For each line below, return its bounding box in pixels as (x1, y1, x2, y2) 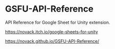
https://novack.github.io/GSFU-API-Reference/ (5, 38, 99, 44)
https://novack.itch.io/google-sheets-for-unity (5, 29, 98, 34)
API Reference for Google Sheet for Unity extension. (5, 19, 110, 25)
